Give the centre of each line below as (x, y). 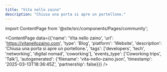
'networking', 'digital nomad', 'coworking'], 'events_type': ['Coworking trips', (83, 54)
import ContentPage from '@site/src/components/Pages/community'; (77, 28)
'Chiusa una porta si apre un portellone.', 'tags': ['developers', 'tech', (75, 48)
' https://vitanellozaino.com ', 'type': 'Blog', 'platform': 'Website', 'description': (83, 43)
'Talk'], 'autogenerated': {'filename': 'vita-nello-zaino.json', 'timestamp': (79, 59)
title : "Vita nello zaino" (33, 10)
